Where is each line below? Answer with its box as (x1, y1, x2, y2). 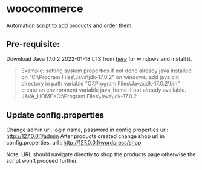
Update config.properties (6, 110, 105, 121)
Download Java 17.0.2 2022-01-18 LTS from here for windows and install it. (6, 55, 192, 62)
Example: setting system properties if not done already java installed (21, 67, 192, 74)
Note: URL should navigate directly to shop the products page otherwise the (6, 150, 196, 158)
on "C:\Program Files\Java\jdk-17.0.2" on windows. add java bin (21, 73, 180, 80)
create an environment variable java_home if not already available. (21, 86, 186, 93)
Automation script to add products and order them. (6, 22, 133, 29)
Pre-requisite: (6, 39, 60, 49)
